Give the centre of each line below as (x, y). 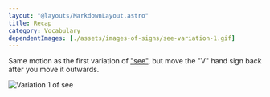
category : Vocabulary (45, 30)
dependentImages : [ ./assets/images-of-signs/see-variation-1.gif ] (122, 38)
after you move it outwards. (54, 70)
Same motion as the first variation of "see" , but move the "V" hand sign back (135, 61)
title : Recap (30, 23)
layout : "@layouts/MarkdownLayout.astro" (79, 16)
